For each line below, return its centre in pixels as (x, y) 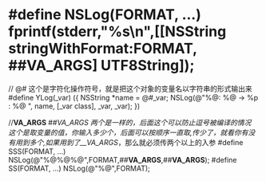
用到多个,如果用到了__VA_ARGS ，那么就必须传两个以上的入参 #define (129, 142)
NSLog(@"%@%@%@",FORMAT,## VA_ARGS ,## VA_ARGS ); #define (123, 159)
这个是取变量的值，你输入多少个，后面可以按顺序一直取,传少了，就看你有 (129, 132)
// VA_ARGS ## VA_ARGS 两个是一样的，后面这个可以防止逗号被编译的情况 (130, 122)
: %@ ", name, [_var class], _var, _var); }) (74, 106)
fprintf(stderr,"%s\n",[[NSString (117, 31)
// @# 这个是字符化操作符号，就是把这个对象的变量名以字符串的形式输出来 (131, 89)
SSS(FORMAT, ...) (37, 151)
